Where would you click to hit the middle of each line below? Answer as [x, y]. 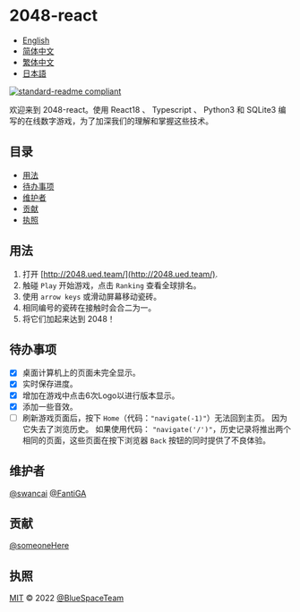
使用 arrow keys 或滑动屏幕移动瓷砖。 [92, 296]
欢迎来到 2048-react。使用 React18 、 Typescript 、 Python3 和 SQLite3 [143, 109]
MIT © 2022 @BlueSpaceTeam [67, 598]
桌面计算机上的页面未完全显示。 [81, 373]
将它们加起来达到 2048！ [69, 319]
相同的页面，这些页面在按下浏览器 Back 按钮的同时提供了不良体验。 [146, 440]
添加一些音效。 [50, 406]
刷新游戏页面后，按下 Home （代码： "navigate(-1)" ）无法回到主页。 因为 [155, 418]
